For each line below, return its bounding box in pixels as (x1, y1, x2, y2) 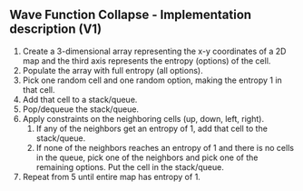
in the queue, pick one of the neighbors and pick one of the (35, 152, 259, 163)
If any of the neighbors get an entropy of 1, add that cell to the (35, 123, 268, 134)
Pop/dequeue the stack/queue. (22, 104, 139, 115)
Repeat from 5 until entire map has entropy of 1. (22, 171, 201, 182)
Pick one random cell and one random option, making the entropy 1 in (22, 75, 283, 85)
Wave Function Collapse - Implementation (9, 7, 252, 23)
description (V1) (9, 22, 103, 37)
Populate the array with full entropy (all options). (22, 65, 203, 75)
